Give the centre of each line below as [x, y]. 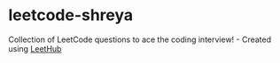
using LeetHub [35, 48]
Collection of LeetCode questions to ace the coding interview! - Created [140, 39]
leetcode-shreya [71, 15]
